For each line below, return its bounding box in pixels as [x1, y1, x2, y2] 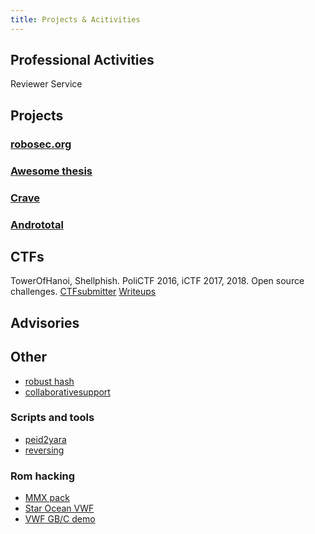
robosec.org [10, 137, 72, 151]
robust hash [24, 375, 75, 387]
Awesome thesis [10, 164, 93, 178]
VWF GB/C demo [24, 513, 96, 525]
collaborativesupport [24, 386, 111, 398]
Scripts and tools [10, 411, 95, 425]
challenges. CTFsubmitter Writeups [10, 286, 157, 298]
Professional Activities [10, 52, 155, 69]
